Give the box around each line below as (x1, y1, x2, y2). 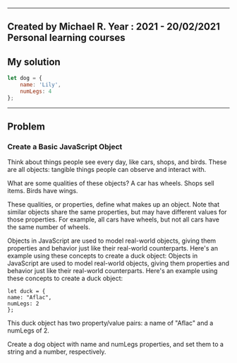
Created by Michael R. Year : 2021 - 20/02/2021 (7, 21, 221, 33)
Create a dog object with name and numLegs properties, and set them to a (7, 340, 224, 349)
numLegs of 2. (7, 326, 49, 335)
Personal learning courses (7, 32, 126, 44)
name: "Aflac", (7, 294, 52, 301)
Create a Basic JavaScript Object (7, 142, 123, 152)
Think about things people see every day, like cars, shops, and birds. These (7, 158, 227, 166)
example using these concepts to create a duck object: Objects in (7, 252, 198, 260)
